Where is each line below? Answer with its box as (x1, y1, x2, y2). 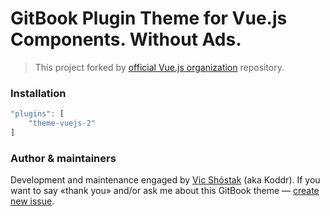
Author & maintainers (10, 151, 117, 165)
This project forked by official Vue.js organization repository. (34, 61, 285, 73)
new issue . (10, 195, 55, 207)
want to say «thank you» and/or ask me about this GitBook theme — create (10, 185, 320, 197)
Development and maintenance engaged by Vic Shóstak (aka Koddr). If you (10, 174, 321, 186)
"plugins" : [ (10, 109, 65, 119)
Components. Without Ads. (10, 28, 242, 51)
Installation (10, 86, 67, 100)
